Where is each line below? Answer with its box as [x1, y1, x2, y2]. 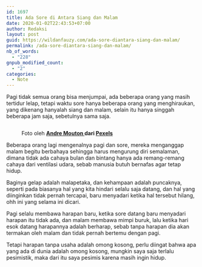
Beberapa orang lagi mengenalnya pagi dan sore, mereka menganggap [6, 141, 184, 149]
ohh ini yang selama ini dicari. [6, 198, 81, 206]
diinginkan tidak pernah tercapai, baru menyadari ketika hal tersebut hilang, [6, 192, 195, 199]
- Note [12, 76, 29, 83]
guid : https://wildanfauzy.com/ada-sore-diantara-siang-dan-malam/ [6, 37, 181, 43]
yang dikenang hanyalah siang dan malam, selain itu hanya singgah [6, 106, 175, 113]
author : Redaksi [6, 25, 47, 32]
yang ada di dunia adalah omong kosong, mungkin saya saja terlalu [6, 248, 174, 255]
